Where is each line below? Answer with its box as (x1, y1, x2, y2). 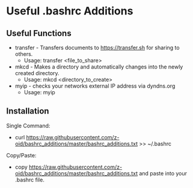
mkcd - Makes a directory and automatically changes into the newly (14, 63, 183, 70)
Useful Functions (6, 28, 72, 38)
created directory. (14, 70, 60, 76)
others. (14, 50, 33, 58)
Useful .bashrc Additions (6, 4, 133, 18)
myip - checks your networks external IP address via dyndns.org (14, 82, 176, 89)
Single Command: (6, 122, 51, 129)
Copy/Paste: (6, 151, 37, 159)
